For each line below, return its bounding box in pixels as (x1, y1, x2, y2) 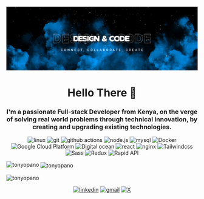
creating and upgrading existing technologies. (32, 123, 172, 131)
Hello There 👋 (67, 86, 137, 100)
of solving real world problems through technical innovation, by (6, 115, 198, 123)
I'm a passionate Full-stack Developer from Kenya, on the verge (6, 107, 198, 116)
